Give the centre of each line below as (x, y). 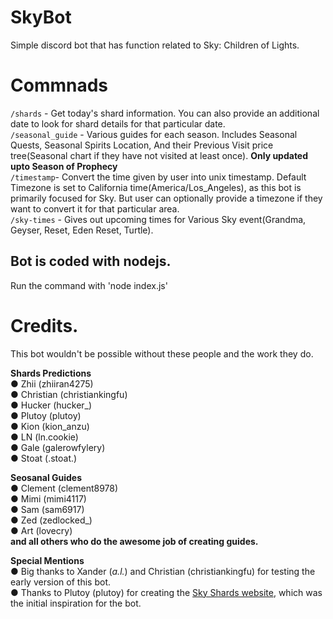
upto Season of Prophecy (64, 166)
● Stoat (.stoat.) (44, 458)
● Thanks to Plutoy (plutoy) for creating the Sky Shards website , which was (166, 592)
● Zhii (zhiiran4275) (52, 383)
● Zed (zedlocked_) (51, 520)
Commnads (59, 85)
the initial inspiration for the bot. (76, 603)
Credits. (44, 325)
